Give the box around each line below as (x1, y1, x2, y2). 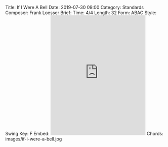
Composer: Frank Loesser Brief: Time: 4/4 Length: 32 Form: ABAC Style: (5, 10, 157, 16)
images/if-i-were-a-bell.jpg (5, 136, 62, 142)
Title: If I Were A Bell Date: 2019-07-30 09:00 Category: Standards (5, 5, 144, 10)
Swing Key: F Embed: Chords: (5, 131, 163, 136)
